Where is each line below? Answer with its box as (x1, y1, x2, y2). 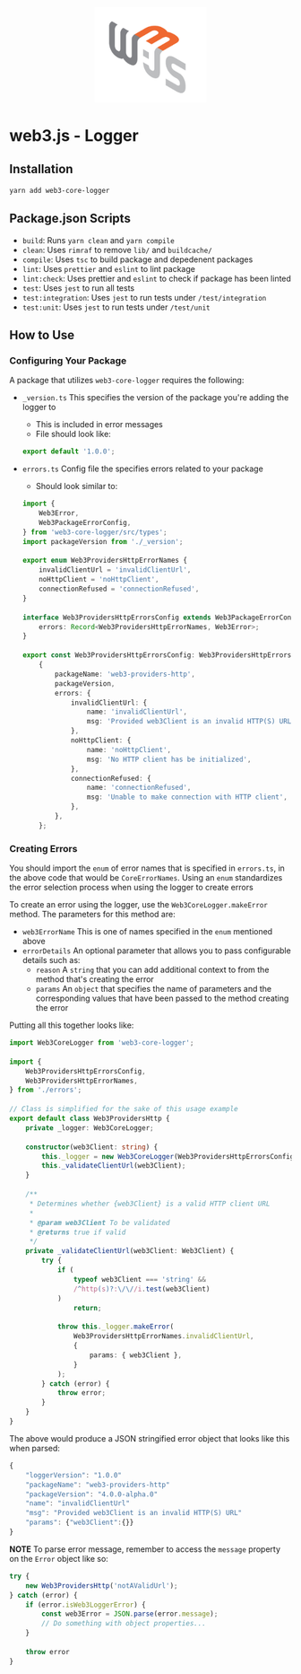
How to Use (9, 328, 75, 343)
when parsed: (9, 1442, 61, 1453)
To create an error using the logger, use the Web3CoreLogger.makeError (9, 899, 269, 910)
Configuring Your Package (9, 354, 127, 366)
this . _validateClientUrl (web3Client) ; (41, 1161, 186, 1170)
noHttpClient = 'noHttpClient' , (39, 575, 159, 584)
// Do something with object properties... (41, 1619, 206, 1628)
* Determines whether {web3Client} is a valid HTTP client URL (29, 1199, 271, 1208)
